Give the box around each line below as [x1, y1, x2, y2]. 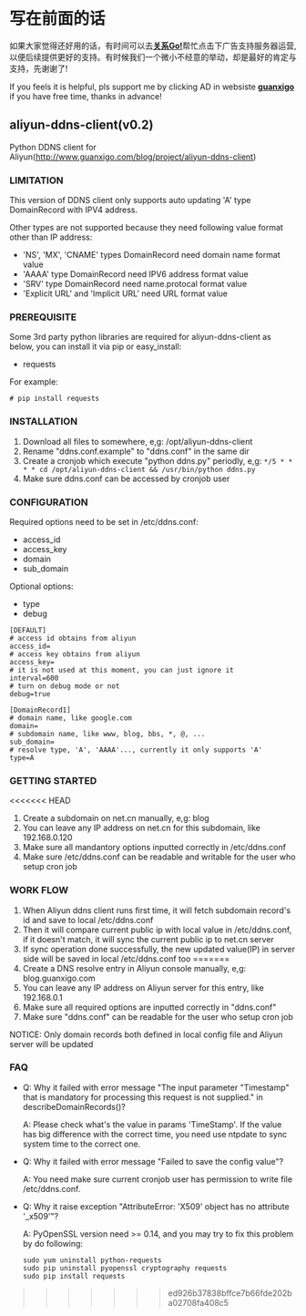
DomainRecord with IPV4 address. [9, 204, 138, 215]
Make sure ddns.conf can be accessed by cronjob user [22, 473, 230, 484]
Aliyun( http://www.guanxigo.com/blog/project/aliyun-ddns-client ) [9, 151, 257, 162]
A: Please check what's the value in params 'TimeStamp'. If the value [22, 1118, 282, 1130]
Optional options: [9, 581, 75, 591]
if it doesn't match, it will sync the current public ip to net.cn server [22, 933, 275, 944]
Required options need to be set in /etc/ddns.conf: [9, 516, 199, 527]
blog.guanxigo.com [22, 972, 96, 983]
